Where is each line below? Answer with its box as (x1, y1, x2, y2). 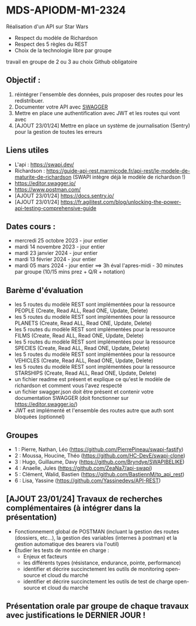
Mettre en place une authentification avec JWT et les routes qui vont (14, 109, 180, 116)
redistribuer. (14, 97, 44, 104)
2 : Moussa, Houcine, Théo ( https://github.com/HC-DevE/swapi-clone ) (14, 452, 185, 459)
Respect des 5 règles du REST (14, 41, 88, 48)
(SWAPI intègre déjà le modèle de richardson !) (73, 173, 186, 180)
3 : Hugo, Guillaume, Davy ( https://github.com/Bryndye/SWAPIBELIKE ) (14, 459, 185, 465)
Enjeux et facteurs (23, 553, 67, 560)
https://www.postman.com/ (14, 186, 81, 193)
